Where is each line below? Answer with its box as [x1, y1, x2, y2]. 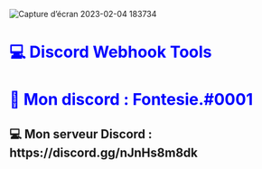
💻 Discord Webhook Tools [9, 42, 212, 62]
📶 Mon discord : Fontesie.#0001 [9, 89, 253, 110]
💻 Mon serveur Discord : [9, 127, 153, 142]
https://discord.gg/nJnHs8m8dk [9, 145, 199, 160]
